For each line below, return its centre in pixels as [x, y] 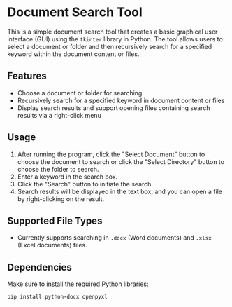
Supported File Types [55, 220]
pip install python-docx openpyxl [58, 297]
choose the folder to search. [58, 169]
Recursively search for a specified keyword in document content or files [121, 100]
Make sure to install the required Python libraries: [78, 284]
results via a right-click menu [59, 115]
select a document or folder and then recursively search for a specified [110, 46]
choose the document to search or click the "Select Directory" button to [121, 161]
